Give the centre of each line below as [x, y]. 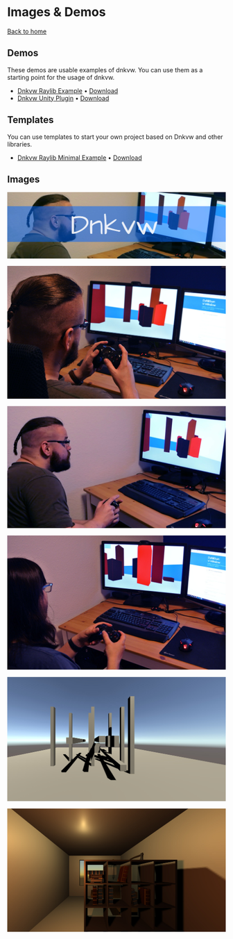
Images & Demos [57, 12]
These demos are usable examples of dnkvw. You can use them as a [105, 69]
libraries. [20, 144]
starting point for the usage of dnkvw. [61, 77]
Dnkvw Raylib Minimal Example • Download [79, 158]
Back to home [27, 31]
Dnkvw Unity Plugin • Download [63, 98]
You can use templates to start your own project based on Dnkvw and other [115, 137]
